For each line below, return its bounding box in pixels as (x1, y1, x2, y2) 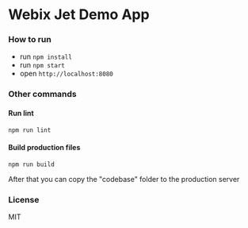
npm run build (8, 160, 55, 168)
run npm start (19, 60, 65, 70)
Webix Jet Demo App (8, 6, 150, 24)
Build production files (8, 143, 81, 153)
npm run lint (8, 126, 52, 134)
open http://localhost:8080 (19, 69, 113, 79)
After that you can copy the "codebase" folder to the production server (8, 174, 240, 184)
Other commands (8, 89, 77, 100)
